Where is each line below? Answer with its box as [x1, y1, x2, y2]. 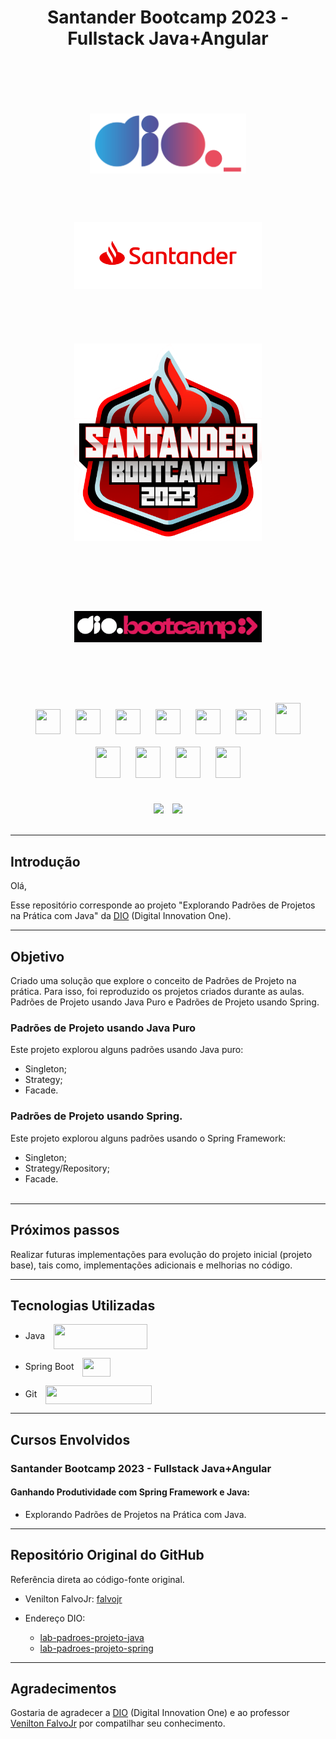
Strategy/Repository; [24, 1162, 110, 1174]
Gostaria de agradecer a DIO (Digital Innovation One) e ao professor [10, 1707, 290, 1719]
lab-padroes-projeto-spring [39, 1642, 154, 1654]
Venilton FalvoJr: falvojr [24, 1592, 123, 1605]
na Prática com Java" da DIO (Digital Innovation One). [10, 910, 232, 922]
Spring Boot [24, 1361, 75, 1373]
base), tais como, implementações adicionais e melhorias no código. [10, 1259, 293, 1271]
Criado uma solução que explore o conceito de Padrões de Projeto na [10, 975, 297, 987]
